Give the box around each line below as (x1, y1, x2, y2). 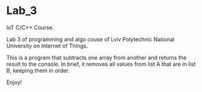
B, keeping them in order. (6, 66, 70, 74)
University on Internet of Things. (6, 42, 88, 49)
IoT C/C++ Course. (6, 24, 54, 31)
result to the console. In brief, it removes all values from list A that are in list (6, 60, 196, 68)
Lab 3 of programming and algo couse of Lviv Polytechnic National (6, 35, 174, 43)
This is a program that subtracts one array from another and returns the (6, 54, 187, 61)
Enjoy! (6, 79, 23, 86)
